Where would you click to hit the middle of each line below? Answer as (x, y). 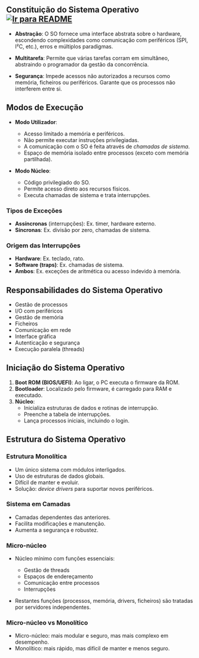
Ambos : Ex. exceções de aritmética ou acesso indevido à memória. (98, 271)
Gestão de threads (47, 570)
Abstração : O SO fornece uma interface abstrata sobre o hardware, (98, 34)
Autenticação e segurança (47, 343)
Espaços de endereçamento (59, 576)
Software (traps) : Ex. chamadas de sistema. (69, 265)
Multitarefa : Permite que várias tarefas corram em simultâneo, (92, 58)
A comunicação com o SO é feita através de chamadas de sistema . (107, 146)
